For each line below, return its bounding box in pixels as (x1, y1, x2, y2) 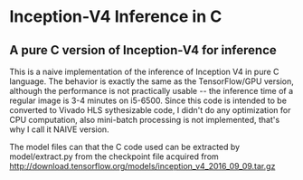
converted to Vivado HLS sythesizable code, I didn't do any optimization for (9, 105, 291, 115)
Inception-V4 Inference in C (9, 6, 223, 27)
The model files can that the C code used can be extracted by (9, 142, 241, 152)
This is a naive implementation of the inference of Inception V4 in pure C (9, 66, 279, 77)
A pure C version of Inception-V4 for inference (9, 43, 278, 58)
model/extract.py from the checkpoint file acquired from (9, 151, 219, 162)
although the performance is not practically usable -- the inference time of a (9, 86, 294, 96)
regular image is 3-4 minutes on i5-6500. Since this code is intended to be (9, 95, 288, 106)
